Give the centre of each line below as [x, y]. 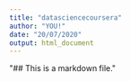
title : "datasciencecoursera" [66, 18]
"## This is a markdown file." [63, 68]
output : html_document [52, 43]
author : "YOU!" [38, 26]
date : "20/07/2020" [46, 34]
